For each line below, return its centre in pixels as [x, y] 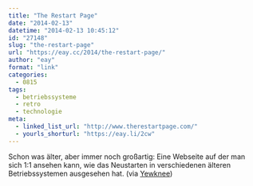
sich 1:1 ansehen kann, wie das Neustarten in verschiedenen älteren [120, 165]
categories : [28, 75]
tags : [17, 89]
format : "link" [34, 68]
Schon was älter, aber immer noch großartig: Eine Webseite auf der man [127, 157]
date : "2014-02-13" [41, 23]
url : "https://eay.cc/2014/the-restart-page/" [87, 52]
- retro [28, 104]
